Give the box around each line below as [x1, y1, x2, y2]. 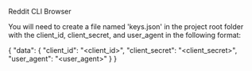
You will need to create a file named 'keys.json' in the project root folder [8, 22, 244, 31]
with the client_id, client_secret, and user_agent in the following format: [8, 31, 241, 39]
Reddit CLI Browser [8, 7, 72, 16]
